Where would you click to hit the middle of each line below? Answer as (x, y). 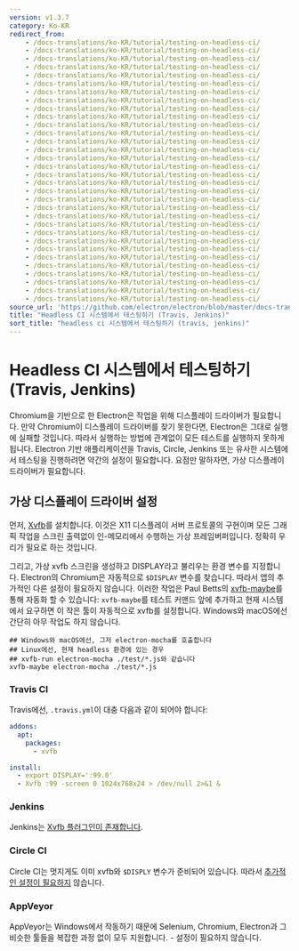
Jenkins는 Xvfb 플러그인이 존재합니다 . (77, 827)
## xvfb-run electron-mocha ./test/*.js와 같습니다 (102, 659)
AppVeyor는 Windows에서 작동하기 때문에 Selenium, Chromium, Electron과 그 (148, 927)
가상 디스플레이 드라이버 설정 (84, 502)
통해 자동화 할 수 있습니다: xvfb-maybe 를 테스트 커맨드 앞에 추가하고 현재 (134, 599)
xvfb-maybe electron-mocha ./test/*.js (83, 667)
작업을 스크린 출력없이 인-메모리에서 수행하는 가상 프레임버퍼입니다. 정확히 (147, 536)
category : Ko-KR (39, 26)
